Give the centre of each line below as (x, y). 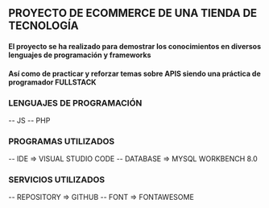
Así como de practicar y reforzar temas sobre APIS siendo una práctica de (135, 73)
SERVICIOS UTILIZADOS (57, 180)
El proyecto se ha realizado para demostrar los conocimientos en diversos (135, 46)
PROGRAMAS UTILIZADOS (62, 141)
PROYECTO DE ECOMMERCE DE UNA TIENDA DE (133, 13)
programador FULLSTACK (52, 82)
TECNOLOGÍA (43, 26)
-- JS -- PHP (29, 120)
